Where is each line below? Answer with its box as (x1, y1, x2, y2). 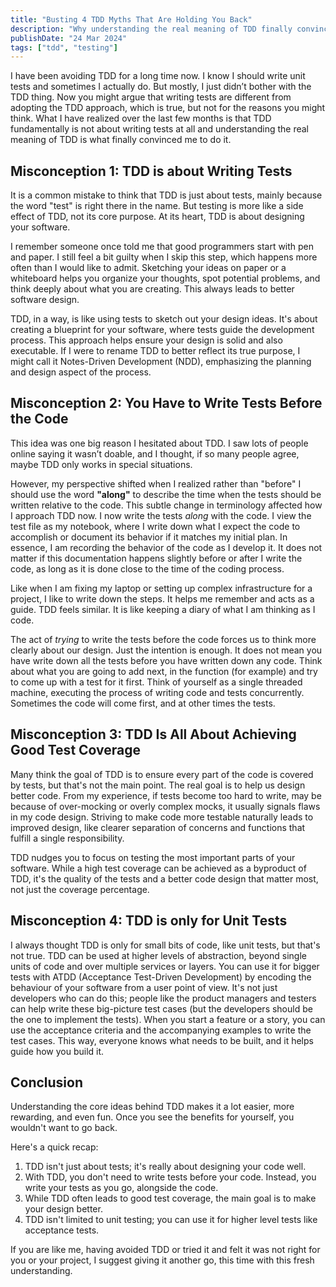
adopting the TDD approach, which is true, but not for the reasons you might (10, 102, 326, 114)
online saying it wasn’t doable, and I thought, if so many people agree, (10, 447, 300, 460)
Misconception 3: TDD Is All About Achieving (10, 726, 297, 743)
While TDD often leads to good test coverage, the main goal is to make (24, 1192, 317, 1205)
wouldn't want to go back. (10, 1122, 118, 1134)
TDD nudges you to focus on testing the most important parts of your (10, 851, 296, 863)
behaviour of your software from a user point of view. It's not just (10, 981, 278, 993)
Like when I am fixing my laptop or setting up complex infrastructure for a (10, 582, 313, 594)
